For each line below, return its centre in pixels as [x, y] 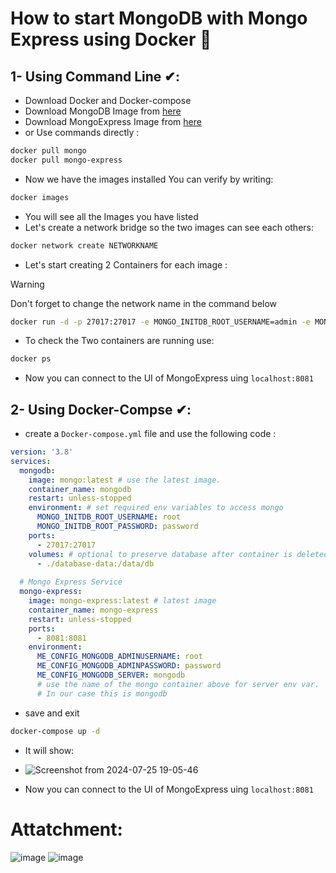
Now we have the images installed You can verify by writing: [149, 179]
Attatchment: [66, 829]
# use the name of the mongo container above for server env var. [178, 684]
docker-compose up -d [55, 731]
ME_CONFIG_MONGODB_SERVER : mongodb [111, 675]
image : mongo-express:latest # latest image [122, 601]
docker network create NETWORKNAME [84, 245]
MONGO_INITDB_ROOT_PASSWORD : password [117, 527]
